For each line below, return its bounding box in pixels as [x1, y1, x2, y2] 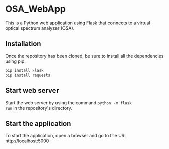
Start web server [5, 86, 60, 95]
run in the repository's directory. [5, 105, 72, 111]
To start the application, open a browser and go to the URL [5, 133, 127, 139]
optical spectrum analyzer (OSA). [5, 25, 75, 31]
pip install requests [5, 72, 51, 78]
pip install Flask [5, 68, 44, 73]
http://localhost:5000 [5, 138, 49, 144]
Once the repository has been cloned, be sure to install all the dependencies [5, 53, 164, 59]
